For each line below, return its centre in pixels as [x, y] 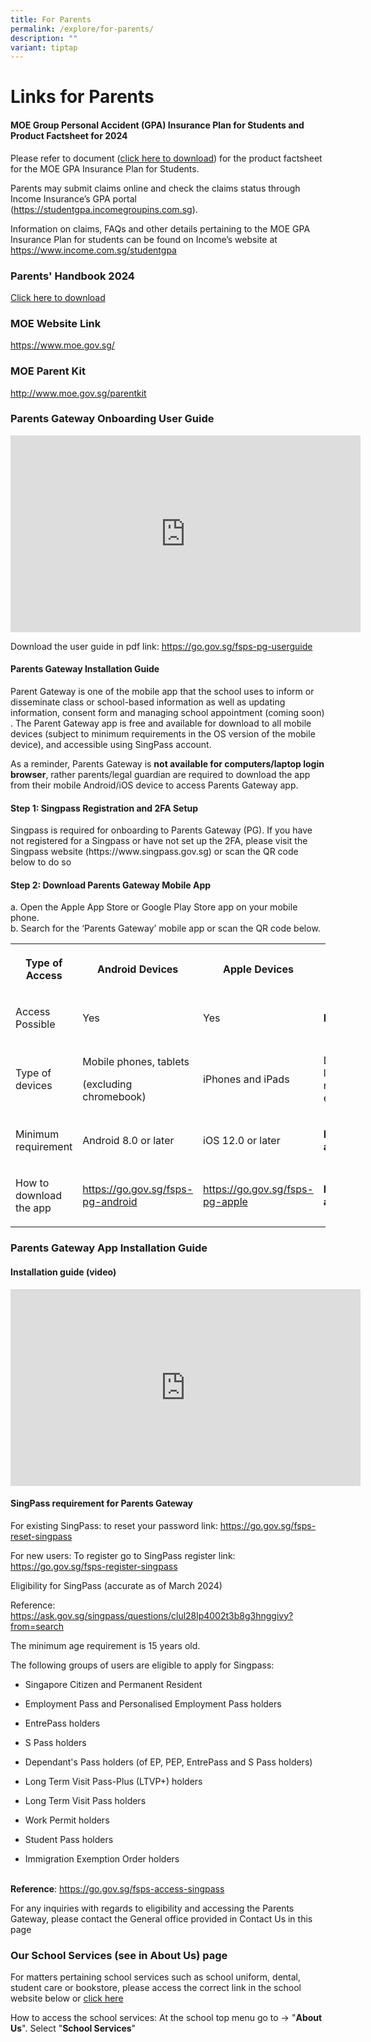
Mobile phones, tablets [136, 1062]
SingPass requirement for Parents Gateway [101, 1503]
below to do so [41, 862]
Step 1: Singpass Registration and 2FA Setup [104, 808]
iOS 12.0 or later [242, 1141]
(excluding [107, 1084]
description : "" [44, 38]
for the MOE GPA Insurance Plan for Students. [105, 168]
